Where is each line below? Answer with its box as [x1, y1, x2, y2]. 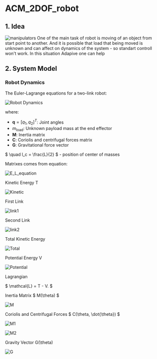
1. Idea [5, 22, 25, 31]
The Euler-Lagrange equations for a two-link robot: [5, 90, 107, 96]
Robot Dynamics [5, 79, 45, 86]
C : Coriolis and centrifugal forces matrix [12, 137, 92, 143]
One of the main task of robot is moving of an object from [37, 35, 152, 41]
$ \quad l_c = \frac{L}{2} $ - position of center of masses [5, 151, 120, 157]
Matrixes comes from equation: [5, 161, 68, 166]
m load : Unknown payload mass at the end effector [12, 126, 112, 132]
